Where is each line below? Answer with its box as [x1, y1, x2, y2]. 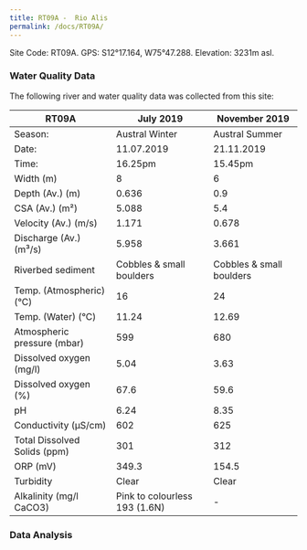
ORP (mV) [14, 460, 57, 472]
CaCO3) [14, 501, 50, 513]
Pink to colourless [115, 490, 194, 502]
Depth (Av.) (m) [14, 186, 81, 199]
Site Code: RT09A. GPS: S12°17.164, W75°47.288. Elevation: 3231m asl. [9, 47, 275, 58]
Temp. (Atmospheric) [14, 284, 106, 297]
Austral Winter [115, 127, 178, 140]
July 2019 [137, 111, 184, 124]
